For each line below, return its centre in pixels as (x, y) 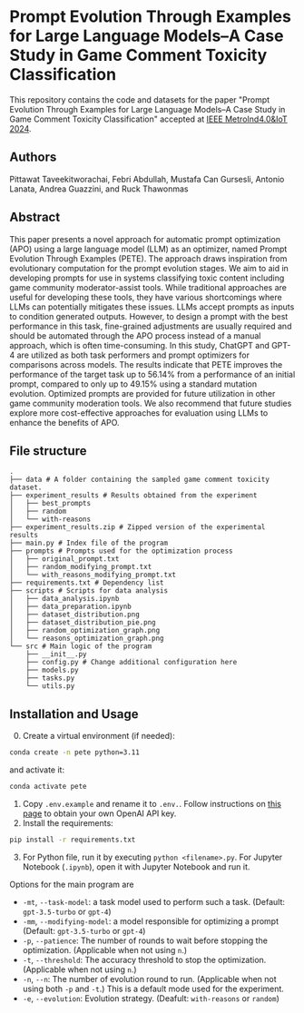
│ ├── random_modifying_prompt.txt (81, 567)
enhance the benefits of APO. (64, 422)
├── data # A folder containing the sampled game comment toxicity (140, 480)
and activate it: (37, 770)
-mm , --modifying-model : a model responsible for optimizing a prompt (151, 921)
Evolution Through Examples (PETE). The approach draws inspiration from (148, 258)
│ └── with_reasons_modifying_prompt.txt (93, 575)
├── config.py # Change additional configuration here (132, 663)
